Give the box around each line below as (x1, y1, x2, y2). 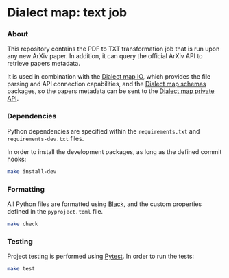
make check (7, 220, 38, 227)
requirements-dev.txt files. (7, 134, 84, 142)
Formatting (7, 184, 45, 194)
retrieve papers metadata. (7, 60, 80, 68)
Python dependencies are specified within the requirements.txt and (7, 127, 200, 135)
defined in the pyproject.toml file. (7, 207, 104, 215)
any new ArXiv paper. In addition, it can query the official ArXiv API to (7, 52, 203, 60)
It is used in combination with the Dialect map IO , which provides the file (7, 73, 211, 81)
